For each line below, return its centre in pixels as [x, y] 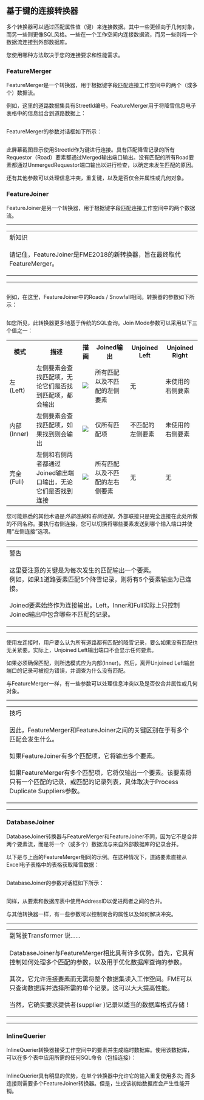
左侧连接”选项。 [34, 531]
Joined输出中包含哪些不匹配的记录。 [62, 615]
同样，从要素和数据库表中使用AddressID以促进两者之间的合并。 [86, 901]
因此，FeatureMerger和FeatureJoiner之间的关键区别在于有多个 [99, 730]
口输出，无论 [55, 482]
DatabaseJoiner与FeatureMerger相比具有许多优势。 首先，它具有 [102, 953]
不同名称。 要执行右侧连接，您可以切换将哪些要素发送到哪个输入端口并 [99, 524]
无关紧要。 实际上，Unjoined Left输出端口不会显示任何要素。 [82, 650]
